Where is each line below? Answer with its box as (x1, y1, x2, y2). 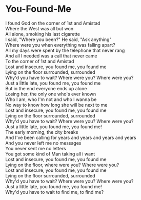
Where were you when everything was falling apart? (5, 42, 115, 48)
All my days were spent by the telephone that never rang (5, 47, 125, 53)
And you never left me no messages (5, 139, 82, 146)
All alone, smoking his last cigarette (5, 31, 80, 37)
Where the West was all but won (5, 25, 73, 31)
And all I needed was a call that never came (5, 52, 97, 59)
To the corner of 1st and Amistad (5, 58, 74, 64)
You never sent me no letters (5, 145, 66, 151)
